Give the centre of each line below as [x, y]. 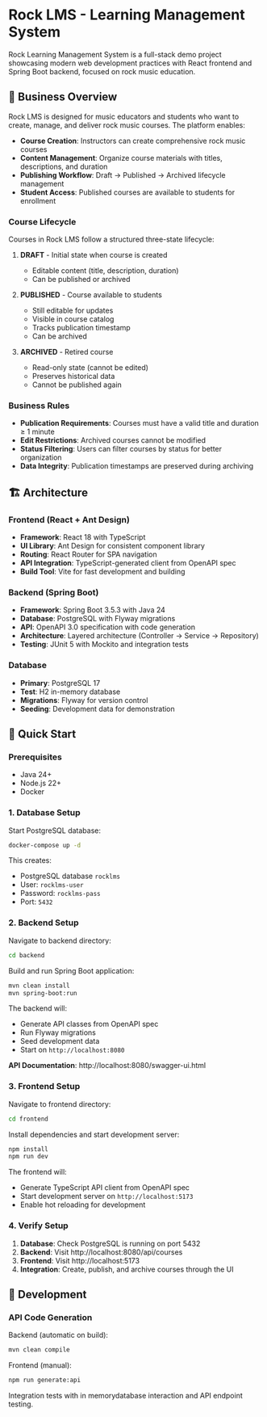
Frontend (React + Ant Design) [69, 519]
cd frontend [28, 1119]
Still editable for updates [73, 311]
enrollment [38, 200]
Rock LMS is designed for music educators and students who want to [124, 116]
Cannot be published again [77, 385]
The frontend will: [38, 1172]
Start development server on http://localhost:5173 [106, 1196]
